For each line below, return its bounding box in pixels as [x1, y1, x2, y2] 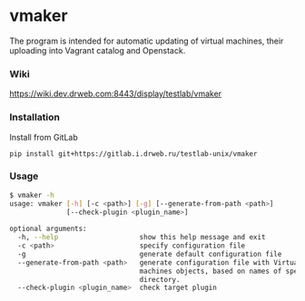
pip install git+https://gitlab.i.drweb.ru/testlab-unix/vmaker [9, 149, 258, 159]
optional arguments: [9, 224, 88, 234]
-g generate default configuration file [17, 249, 282, 258]
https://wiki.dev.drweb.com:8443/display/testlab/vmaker [9, 88, 222, 100]
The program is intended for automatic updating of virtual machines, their [9, 35, 284, 46]
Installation [9, 111, 61, 123]
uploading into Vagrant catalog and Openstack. [9, 44, 186, 55]
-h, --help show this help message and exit [17, 233, 266, 242]
